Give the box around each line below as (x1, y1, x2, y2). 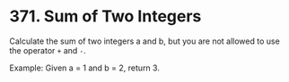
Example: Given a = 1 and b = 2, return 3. (9, 62, 160, 73)
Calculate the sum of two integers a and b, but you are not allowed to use (9, 36, 280, 46)
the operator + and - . (9, 45, 87, 55)
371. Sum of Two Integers (9, 6, 202, 27)
